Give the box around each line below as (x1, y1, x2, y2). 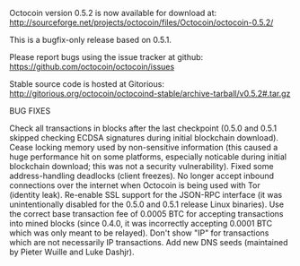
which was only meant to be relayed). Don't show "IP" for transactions (9, 227, 269, 238)
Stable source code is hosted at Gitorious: (9, 79, 164, 89)
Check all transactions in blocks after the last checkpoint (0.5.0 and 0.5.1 (9, 123, 277, 133)
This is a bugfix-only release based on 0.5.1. (9, 35, 172, 45)
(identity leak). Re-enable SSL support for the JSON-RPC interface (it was (9, 190, 283, 200)
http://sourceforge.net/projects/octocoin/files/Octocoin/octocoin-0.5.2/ (9, 17, 274, 28)
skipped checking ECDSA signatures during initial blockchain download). (9, 133, 278, 142)
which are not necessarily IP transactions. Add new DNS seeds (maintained (9, 237, 288, 247)
